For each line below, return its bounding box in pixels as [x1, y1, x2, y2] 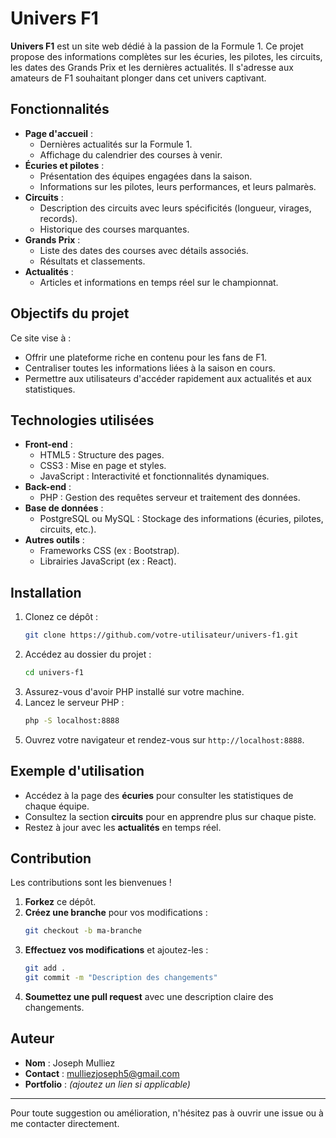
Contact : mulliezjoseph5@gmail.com [24, 1067, 180, 1079]
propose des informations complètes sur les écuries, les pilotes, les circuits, [10, 50, 323, 62]
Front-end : [24, 438, 73, 451]
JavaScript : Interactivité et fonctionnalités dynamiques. [39, 470, 270, 482]
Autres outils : [24, 534, 85, 546]
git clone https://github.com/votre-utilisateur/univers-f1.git [24, 630, 299, 641]
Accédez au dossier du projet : [24, 648, 152, 661]
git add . [24, 963, 67, 974]
